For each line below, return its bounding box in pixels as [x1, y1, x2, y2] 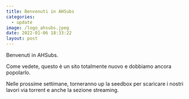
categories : [6, 14, 35, 20]
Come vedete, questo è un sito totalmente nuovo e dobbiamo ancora [6, 63, 171, 70]
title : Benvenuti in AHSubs [6, 8, 75, 15]
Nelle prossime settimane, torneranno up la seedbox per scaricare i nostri [6, 80, 184, 87]
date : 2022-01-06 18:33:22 [6, 30, 72, 36]
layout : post [6, 36, 38, 41]
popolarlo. [6, 69, 31, 76]
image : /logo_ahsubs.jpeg [6, 24, 69, 31]
